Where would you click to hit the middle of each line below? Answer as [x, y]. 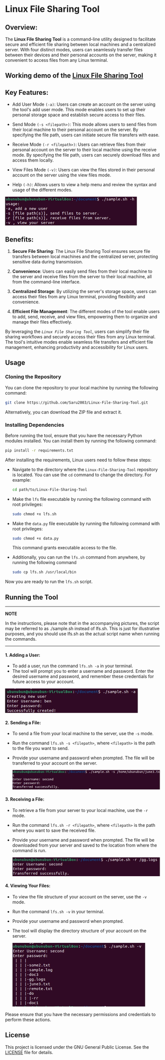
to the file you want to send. [41, 748]
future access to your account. [43, 682]
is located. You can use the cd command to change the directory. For [82, 475]
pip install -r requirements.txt [39, 450]
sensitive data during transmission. [48, 262]
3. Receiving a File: [25, 799]
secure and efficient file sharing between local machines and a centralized [81, 44]
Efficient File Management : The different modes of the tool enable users [86, 312]
